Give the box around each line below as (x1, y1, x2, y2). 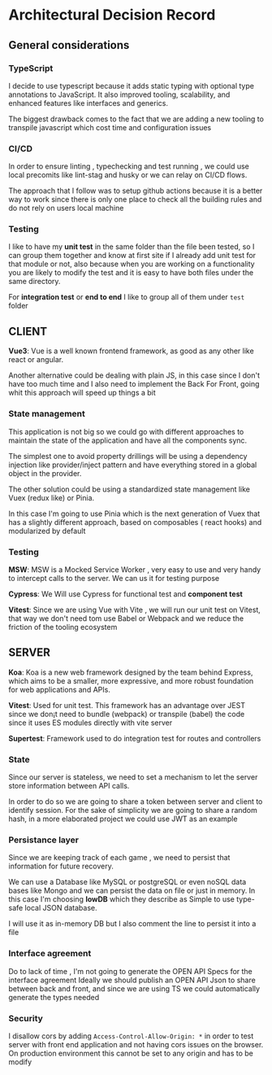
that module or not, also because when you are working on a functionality (8, 259, 255, 269)
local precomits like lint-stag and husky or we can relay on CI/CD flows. (8, 170, 248, 180)
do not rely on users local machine (8, 203, 124, 213)
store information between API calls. (8, 780, 130, 790)
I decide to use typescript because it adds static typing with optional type (8, 81, 254, 90)
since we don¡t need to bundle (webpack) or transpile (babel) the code (8, 709, 245, 719)
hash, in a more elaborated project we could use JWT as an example (8, 814, 238, 824)
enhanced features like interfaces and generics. (8, 98, 169, 107)
